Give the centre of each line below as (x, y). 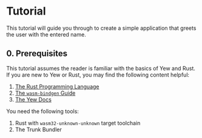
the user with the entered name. (46, 34)
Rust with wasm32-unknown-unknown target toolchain (78, 123)
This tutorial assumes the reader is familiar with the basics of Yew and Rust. (101, 68)
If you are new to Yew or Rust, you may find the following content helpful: (98, 75)
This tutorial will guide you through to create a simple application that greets (101, 28)
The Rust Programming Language (57, 86)
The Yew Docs (33, 99)
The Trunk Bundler (39, 129)
